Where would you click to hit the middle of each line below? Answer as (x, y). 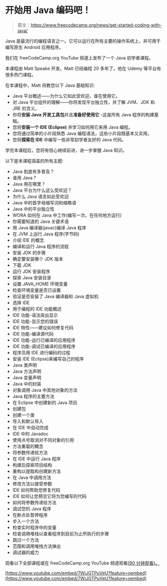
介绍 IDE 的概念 (28, 240)
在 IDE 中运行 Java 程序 (36, 459)
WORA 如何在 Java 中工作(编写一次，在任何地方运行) (67, 215)
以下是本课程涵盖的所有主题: (34, 161)
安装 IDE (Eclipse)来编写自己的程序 (48, 359)
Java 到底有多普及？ (33, 171)
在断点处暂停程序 (30, 515)
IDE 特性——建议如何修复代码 (43, 327)
